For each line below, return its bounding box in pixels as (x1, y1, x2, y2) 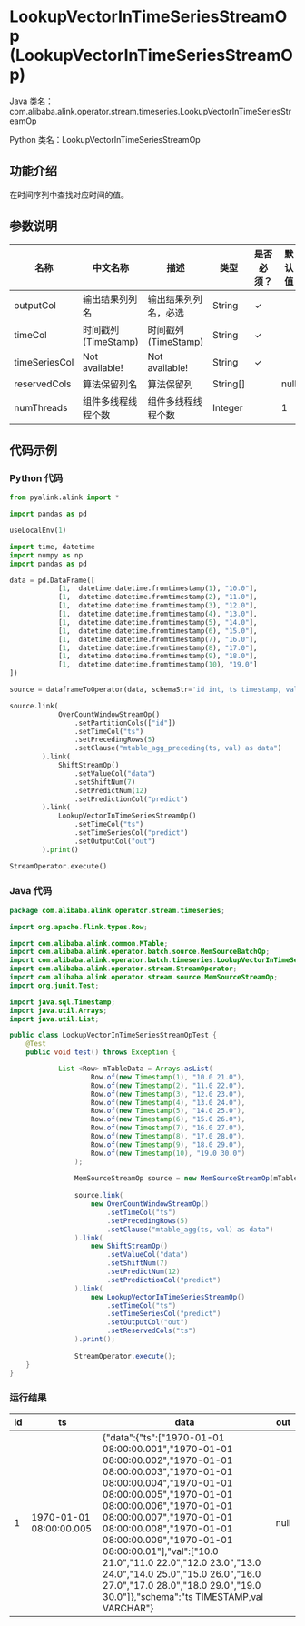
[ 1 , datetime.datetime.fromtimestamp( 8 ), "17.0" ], (57, 643, 258, 652)
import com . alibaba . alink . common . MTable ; (9, 938, 169, 948)
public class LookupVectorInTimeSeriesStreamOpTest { (9, 1030, 218, 1040)
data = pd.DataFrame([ (9, 576, 95, 585)
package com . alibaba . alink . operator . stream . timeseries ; (9, 906, 225, 915)
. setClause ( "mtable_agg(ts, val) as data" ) (106, 1225, 274, 1234)
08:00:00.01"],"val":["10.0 (103, 1544, 220, 1557)
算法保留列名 (83, 377, 138, 390)
